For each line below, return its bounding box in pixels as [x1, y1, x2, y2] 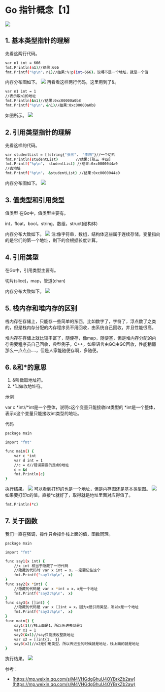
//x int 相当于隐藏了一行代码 [14, 563, 68, 568]
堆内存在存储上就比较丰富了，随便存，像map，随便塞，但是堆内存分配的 [5, 335, 152, 341]
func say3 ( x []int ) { [5, 600, 50, 605]
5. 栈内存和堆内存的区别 [5, 304, 77, 313]
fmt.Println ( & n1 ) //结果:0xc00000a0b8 [5, 98, 81, 103]
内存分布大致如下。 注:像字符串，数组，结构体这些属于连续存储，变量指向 [5, 231, 161, 237]
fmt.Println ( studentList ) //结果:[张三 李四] [5, 157, 111, 162]
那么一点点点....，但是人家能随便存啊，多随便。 [5, 347, 101, 353]
